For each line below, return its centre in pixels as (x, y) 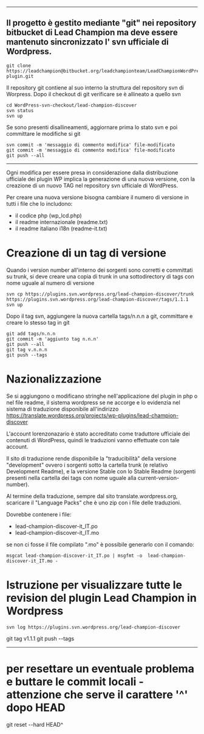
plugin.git (20, 76)
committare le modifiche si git (43, 133)
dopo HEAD (36, 708)
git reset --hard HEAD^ (35, 724)
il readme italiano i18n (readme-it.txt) (61, 228)
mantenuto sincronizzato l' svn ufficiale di (87, 42)
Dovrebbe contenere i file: (39, 514)
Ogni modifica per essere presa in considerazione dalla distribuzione (92, 172)
